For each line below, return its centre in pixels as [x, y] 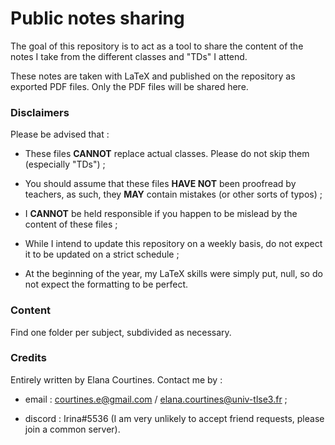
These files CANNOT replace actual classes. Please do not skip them [167, 154]
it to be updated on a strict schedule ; [102, 254]
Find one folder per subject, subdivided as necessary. [121, 332]
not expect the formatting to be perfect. [106, 284]
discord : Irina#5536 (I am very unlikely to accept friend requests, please [174, 418]
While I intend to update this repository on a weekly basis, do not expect [173, 244]
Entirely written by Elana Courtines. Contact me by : [116, 379]
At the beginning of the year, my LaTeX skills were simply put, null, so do [173, 274]
